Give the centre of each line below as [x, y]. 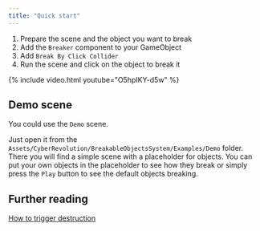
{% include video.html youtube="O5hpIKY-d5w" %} [94, 79]
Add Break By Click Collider [69, 55]
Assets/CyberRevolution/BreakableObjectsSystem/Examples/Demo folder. [126, 148]
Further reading [48, 199]
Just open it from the [43, 140]
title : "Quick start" [45, 16]
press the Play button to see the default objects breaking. [103, 174]
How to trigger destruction [52, 218]
